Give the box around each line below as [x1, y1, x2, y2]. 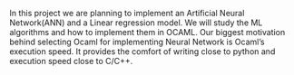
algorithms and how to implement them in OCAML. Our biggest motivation [9, 27, 286, 37]
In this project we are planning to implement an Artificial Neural [9, 8, 245, 18]
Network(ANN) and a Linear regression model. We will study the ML [9, 17, 263, 28]
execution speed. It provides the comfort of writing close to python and [9, 46, 276, 57]
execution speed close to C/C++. [9, 56, 133, 66]
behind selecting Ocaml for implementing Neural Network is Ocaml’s [9, 36, 265, 47]
